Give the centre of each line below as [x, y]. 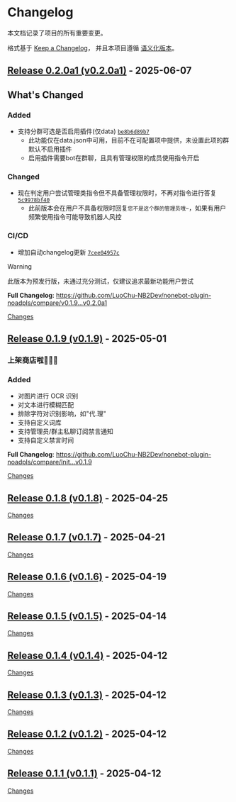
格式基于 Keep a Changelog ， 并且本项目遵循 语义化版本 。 [93, 48]
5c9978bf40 [34, 200]
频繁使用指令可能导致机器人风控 [75, 217]
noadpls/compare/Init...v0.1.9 [50, 462]
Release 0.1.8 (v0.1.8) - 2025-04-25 [88, 498]
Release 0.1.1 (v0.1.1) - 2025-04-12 [84, 774]
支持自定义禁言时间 [46, 440]
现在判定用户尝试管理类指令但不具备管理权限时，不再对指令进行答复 [117, 193]
